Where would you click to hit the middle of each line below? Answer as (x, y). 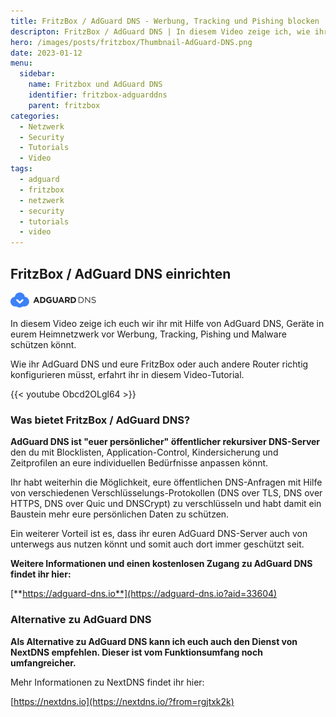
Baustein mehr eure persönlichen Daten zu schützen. (120, 514)
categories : (35, 116)
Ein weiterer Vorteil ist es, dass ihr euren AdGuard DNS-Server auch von (159, 534)
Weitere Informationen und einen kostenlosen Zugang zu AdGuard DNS (161, 564)
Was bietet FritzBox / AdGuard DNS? (100, 420)
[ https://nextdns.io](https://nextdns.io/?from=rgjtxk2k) (122, 701)
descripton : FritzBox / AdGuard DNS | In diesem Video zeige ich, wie (160, 31)
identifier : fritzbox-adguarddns (98, 95)
